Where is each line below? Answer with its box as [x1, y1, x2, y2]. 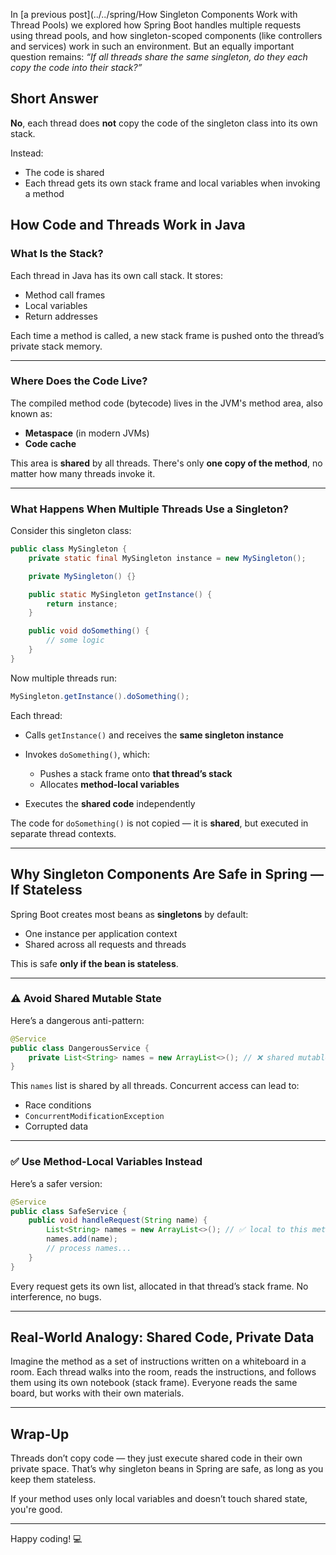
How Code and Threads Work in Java [10, 217, 246, 234]
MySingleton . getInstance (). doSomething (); [10, 691, 190, 701]
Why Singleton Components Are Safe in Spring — [10, 866, 325, 883]
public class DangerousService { [10, 1043, 150, 1053]
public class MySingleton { [10, 544, 128, 554]
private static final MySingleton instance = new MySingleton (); [28, 553, 307, 563]
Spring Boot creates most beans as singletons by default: [10, 908, 249, 920]
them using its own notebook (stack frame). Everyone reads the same [10, 1377, 298, 1389]
